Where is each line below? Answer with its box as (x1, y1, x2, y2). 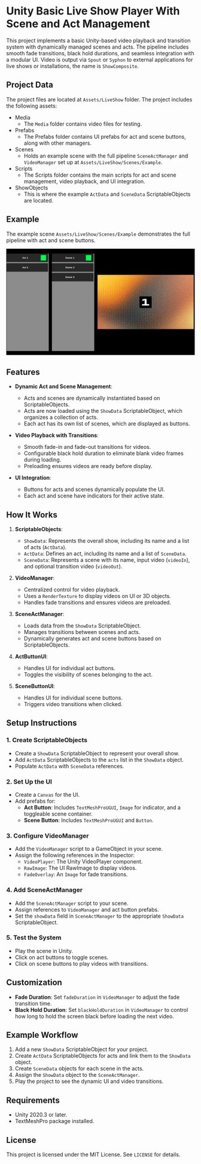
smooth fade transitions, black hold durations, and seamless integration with (6, 49, 194, 56)
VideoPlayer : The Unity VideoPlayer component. (23, 858, 143, 865)
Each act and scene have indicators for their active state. (23, 492, 165, 499)
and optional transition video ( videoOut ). (23, 562, 123, 570)
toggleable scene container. (23, 810, 93, 817)
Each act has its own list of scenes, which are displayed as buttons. (23, 420, 190, 427)
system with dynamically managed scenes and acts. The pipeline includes (6, 43, 189, 50)
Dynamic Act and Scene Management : (14, 383, 112, 390)
